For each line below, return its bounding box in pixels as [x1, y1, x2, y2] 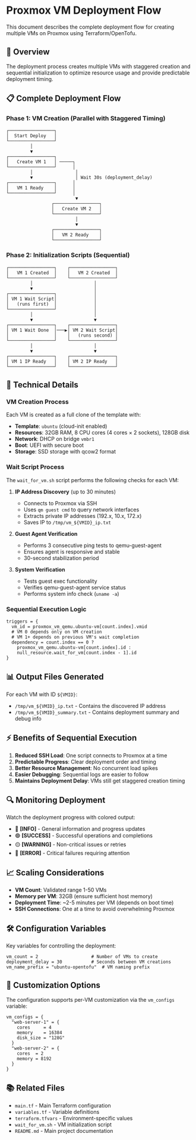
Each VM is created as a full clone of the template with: [6, 411, 141, 418]
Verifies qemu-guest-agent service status [23, 583, 126, 591]
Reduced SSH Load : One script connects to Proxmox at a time [14, 751, 167, 759]
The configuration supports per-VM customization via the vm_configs [6, 996, 175, 1003]
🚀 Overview [6, 47, 50, 57]
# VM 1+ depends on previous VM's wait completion [11, 634, 140, 641]
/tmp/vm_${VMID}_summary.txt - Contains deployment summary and [14, 709, 179, 716]
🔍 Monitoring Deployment [6, 795, 106, 805]
